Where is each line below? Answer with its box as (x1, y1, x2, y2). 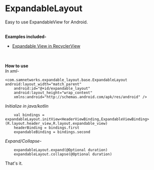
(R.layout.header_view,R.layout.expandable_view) (5, 121, 108, 126)
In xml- (5, 68, 19, 74)
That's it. (5, 160, 23, 166)
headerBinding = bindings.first (14, 125, 79, 130)
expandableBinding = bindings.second (14, 130, 91, 134)
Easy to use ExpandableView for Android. (5, 19, 88, 25)
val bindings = (14, 113, 45, 117)
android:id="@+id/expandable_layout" (14, 86, 91, 91)
